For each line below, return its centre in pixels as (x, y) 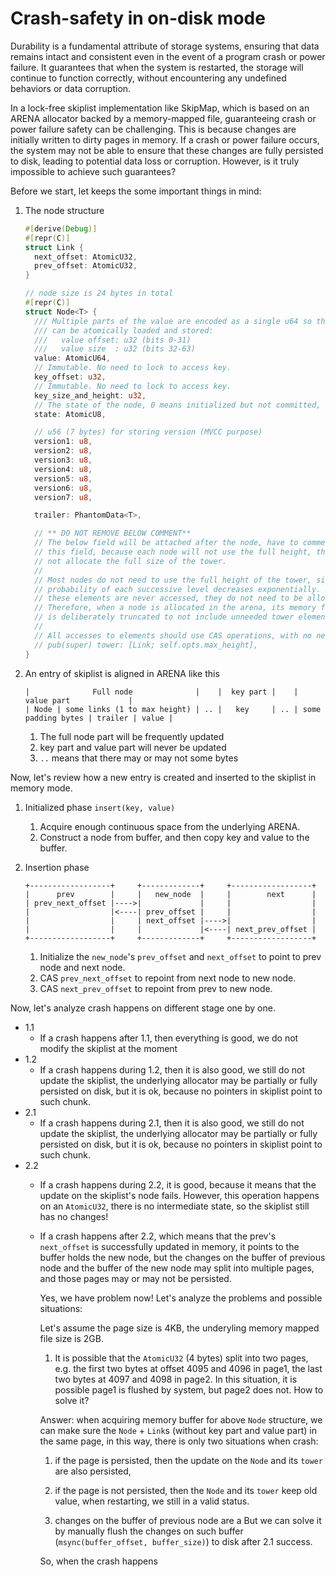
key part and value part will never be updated (133, 747)
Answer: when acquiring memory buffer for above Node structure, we (181, 1419)
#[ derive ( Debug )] (61, 228)
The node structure (64, 210)
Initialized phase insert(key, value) (100, 807)
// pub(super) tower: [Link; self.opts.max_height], (146, 645)
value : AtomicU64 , (72, 358)
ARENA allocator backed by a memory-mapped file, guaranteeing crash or (163, 118)
